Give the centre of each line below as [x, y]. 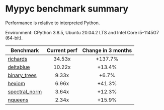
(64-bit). [14, 38]
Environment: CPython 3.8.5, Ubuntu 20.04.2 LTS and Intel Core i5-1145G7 [82, 32]
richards [18, 59]
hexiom [16, 83]
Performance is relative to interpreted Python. [53, 23]
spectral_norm [25, 91]
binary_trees [22, 75]
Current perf [62, 50]
